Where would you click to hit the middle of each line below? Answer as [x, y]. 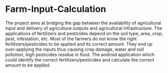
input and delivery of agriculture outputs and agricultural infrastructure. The [84, 28]
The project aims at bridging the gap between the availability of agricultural [83, 23]
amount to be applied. [28, 65]
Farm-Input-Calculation [56, 9]
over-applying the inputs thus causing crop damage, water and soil [75, 49]
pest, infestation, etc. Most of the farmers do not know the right [71, 39]
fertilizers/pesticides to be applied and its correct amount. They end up [79, 44]
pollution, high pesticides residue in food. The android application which [80, 54]
